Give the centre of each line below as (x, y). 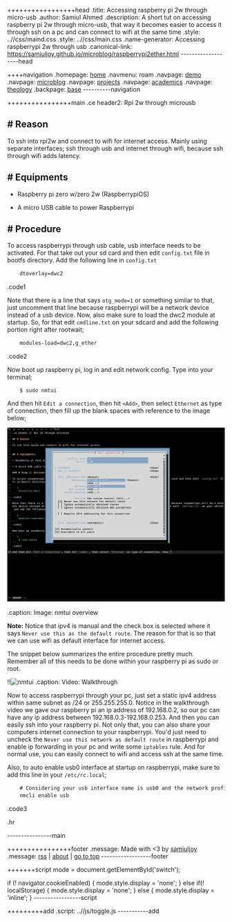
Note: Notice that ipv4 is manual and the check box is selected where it (109, 626)
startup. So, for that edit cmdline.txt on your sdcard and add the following (113, 322)
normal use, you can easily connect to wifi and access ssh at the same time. (116, 754)
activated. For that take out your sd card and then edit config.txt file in (109, 253)
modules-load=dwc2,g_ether (58, 343)
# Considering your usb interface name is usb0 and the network (114, 788)
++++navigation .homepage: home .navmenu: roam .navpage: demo (104, 75)
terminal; (20, 377)
